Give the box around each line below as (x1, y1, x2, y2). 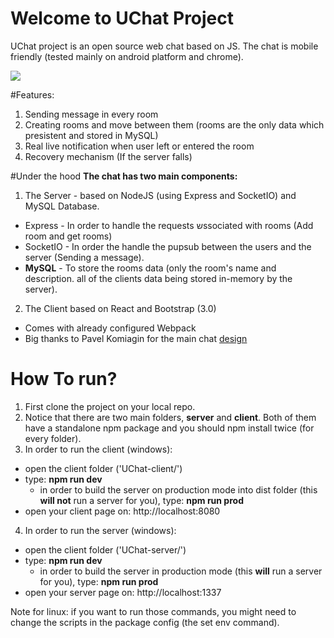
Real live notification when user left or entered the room (24, 140, 255, 152)
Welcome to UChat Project (10, 7, 235, 30)
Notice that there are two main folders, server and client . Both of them (24, 411, 317, 423)
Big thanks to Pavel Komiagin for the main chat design (24, 332, 248, 344)
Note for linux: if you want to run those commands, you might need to (10, 605, 297, 617)
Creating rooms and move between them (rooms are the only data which (24, 118, 325, 131)
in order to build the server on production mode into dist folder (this (39, 483, 318, 496)
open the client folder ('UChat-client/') (24, 462, 183, 474)
